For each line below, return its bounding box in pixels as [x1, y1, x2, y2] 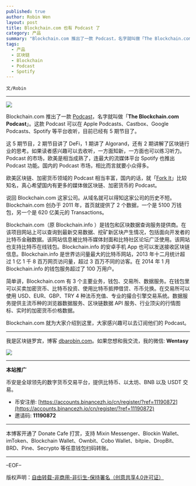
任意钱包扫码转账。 [65, 444, 112, 451]
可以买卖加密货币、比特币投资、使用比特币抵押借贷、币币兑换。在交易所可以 [6, 285, 190, 292]
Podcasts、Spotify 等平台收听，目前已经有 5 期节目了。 [6, 128, 140, 135]
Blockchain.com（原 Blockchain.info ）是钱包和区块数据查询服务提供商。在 [6, 221, 187, 228]
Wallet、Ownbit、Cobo [58, 437, 114, 444]
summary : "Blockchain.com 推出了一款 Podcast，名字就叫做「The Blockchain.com [6, 36, 191, 42]
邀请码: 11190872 [14, 412, 57, 419]
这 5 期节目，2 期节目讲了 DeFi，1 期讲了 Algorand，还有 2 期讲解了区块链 [6, 140, 185, 147]
